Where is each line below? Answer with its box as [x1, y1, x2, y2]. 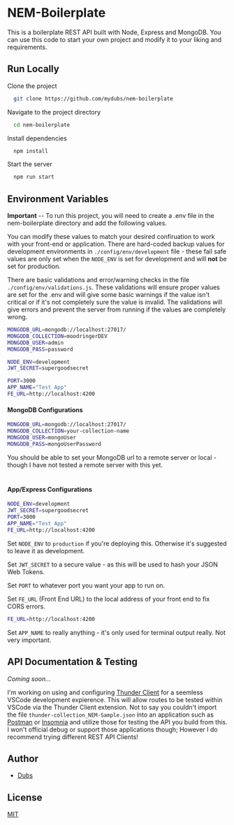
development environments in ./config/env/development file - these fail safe [7, 247, 227, 256]
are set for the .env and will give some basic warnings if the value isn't [7, 291, 210, 299]
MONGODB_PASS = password [7, 346, 73, 353]
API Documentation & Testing [7, 656, 138, 668]
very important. [7, 636, 52, 644]
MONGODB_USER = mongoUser [7, 434, 77, 441]
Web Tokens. [7, 567, 45, 576]
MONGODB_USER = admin [7, 339, 64, 346]
